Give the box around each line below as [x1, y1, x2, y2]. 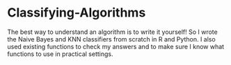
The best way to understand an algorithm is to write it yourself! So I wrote [7, 28, 218, 36]
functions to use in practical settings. [7, 50, 113, 58]
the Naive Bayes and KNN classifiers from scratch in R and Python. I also [7, 35, 216, 43]
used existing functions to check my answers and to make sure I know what [7, 42, 225, 50]
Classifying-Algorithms [7, 5, 146, 21]
